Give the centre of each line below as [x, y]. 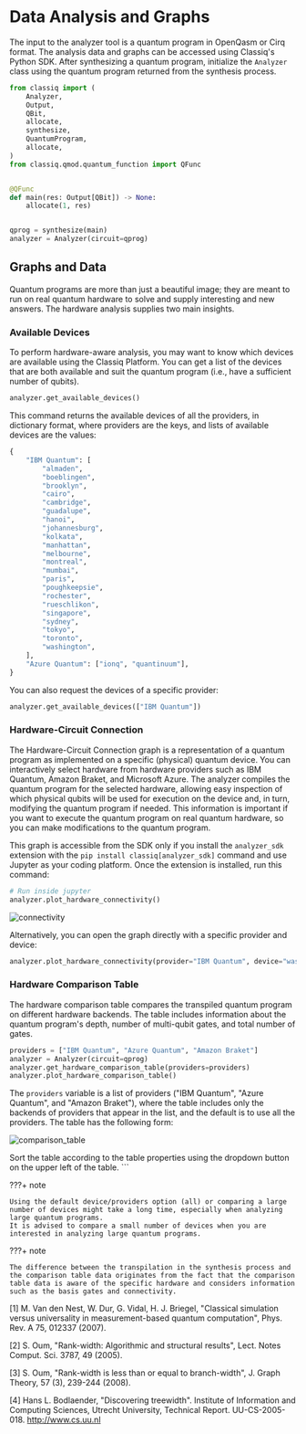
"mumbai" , [61, 571]
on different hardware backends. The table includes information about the [148, 1014]
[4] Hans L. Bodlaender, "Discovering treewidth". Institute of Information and [153, 1400]
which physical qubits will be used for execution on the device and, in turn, [149, 798]
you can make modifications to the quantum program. [110, 828]
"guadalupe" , [67, 511]
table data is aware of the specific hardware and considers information [153, 1284]
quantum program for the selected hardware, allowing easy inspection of [146, 788]
